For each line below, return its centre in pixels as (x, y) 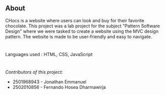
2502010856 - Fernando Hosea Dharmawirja (59, 87)
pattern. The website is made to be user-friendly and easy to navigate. (79, 36)
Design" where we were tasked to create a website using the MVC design (82, 31)
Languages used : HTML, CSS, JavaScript (49, 54)
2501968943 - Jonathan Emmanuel (50, 82)
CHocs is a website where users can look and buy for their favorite (75, 20)
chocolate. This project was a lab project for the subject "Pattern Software (83, 26)
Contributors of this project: (34, 72)
